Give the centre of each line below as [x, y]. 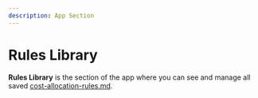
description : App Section [51, 16]
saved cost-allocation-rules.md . [61, 85]
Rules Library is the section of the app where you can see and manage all [129, 77]
